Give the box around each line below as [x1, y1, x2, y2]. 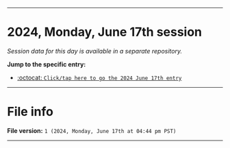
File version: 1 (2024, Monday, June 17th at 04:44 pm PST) [7, 126, 177, 134]
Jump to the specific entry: [7, 60, 86, 69]
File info [7, 104, 53, 120]
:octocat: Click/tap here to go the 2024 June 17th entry [16, 73, 182, 82]
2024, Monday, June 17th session [7, 25, 203, 40]
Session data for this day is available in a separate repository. [7, 47, 183, 55]
